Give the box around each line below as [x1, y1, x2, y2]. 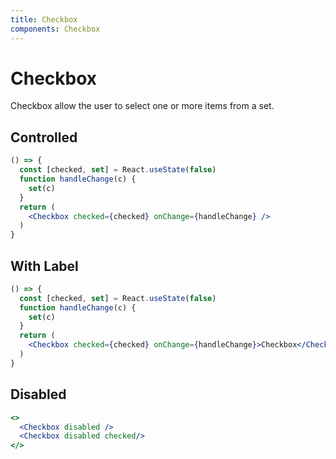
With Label [10, 257, 79, 275]
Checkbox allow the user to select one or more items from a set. [10, 100, 275, 112]
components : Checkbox [10, 24, 101, 34]
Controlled [10, 129, 78, 146]
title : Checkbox [10, 14, 78, 25]
